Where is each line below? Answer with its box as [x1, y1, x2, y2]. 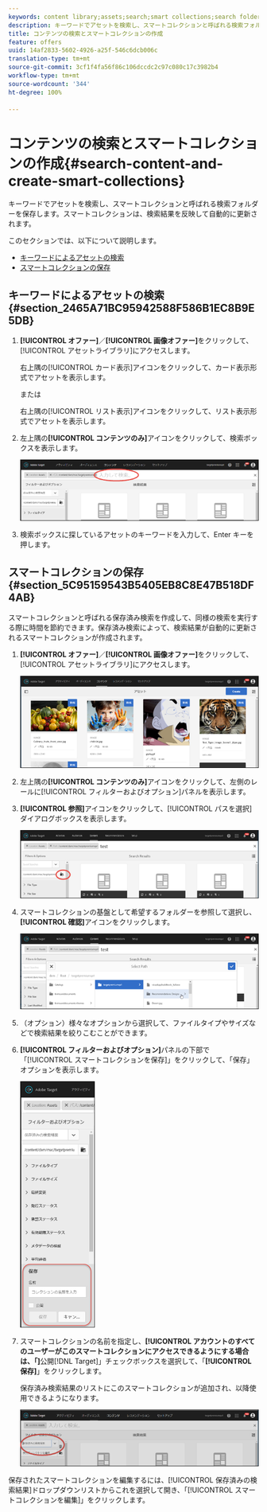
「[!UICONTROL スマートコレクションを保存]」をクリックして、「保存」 [19, 1055, 254, 1065]
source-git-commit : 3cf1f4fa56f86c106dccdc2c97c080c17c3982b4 [8, 64, 219, 72]
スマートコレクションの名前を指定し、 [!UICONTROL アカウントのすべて [19, 1337, 256, 1346]
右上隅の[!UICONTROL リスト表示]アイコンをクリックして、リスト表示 [19, 407, 250, 416]
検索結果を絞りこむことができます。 [33, 1028, 153, 1038]
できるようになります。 [26, 1393, 103, 1403]
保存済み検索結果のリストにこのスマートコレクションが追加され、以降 [19, 1383, 250, 1393]
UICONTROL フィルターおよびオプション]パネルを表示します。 [44, 786, 250, 796]
